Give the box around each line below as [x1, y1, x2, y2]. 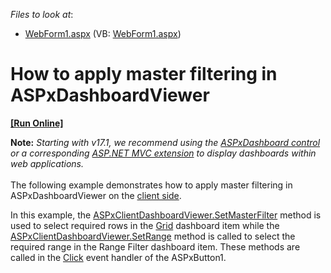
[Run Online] [10, 117, 64, 129]
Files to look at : [10, 9, 74, 20]
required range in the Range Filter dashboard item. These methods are [10, 240, 301, 253]
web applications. [10, 157, 84, 169]
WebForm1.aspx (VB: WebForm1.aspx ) [24, 28, 182, 39]
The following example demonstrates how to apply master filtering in [10, 179, 293, 191]
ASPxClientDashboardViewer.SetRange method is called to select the [10, 230, 296, 242]
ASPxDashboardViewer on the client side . [10, 189, 182, 201]
